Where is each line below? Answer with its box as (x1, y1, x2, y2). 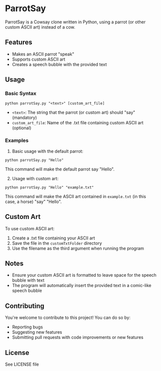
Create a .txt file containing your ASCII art (12, 235, 95, 241)
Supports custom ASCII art (12, 56, 65, 62)
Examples (5, 137, 29, 144)
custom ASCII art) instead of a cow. (5, 24, 76, 30)
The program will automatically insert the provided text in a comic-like (12, 283, 151, 288)
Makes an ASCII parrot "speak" (12, 51, 74, 57)
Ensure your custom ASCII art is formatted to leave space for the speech (12, 272, 157, 278)
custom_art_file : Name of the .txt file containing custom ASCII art (12, 120, 144, 126)
